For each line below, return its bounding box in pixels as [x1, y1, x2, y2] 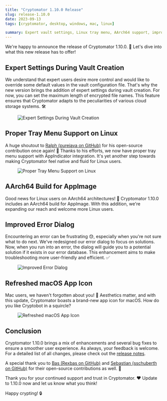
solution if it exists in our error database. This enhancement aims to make [5, 249, 156, 255]
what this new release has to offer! [5, 49, 76, 55]
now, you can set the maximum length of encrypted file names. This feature [5, 92, 160, 98]
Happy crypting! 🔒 [5, 391, 42, 396]
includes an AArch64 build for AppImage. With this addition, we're [5, 201, 141, 207]
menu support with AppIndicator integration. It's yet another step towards [5, 153, 156, 159]
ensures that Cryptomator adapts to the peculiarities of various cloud [5, 97, 147, 103]
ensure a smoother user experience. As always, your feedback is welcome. [5, 345, 159, 351]
